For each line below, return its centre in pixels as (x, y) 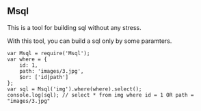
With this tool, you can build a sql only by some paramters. (90, 41)
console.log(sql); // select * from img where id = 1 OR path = (100, 95)
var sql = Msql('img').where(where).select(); (75, 89)
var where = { (27, 59)
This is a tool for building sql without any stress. (74, 27)
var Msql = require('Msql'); (49, 53)
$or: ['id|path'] (44, 77)
